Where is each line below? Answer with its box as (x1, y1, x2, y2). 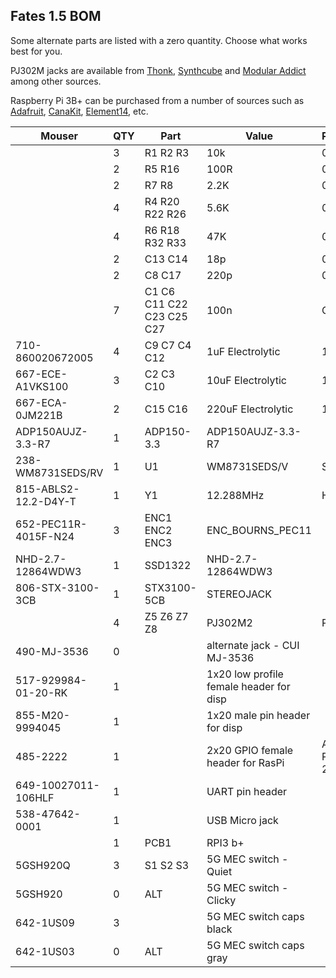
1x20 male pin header (206, 708, 311, 722)
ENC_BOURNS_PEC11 (206, 523, 312, 537)
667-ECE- (15, 367, 68, 381)
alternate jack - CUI (206, 638, 300, 652)
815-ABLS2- (15, 482, 80, 496)
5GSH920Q (15, 858, 71, 872)
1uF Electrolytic (206, 344, 281, 358)
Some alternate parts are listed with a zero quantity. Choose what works (10, 34, 308, 46)
